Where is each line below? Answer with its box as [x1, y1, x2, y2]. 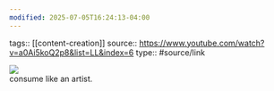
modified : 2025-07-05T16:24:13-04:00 [9, 12, 150, 22]
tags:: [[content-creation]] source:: [9, 37, 138, 48]
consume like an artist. [9, 73, 93, 84]
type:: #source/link [135, 46, 206, 58]
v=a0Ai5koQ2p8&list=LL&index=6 [9, 46, 134, 58]
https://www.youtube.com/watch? [139, 37, 265, 48]
